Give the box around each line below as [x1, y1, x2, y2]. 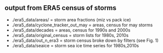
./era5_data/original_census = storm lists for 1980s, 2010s [11, 32, 129, 38]
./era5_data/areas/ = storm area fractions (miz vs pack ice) [11, 17, 131, 22]
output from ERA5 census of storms [4, 4, 116, 12]
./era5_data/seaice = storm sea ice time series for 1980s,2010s [11, 42, 139, 48]
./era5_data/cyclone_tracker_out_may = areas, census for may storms [11, 22, 153, 28]
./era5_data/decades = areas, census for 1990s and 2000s [11, 27, 131, 33]
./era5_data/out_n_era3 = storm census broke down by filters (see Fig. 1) [11, 37, 159, 43]
